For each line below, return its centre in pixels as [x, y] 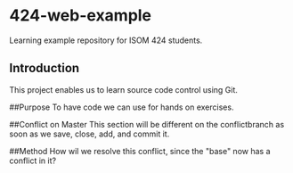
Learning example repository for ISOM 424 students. [106, 40]
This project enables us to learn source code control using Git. [124, 89]
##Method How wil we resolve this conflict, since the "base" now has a [140, 151]
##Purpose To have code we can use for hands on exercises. [122, 107]
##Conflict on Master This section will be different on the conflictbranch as [147, 124]
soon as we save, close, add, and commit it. [90, 134]
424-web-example [81, 16]
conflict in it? [33, 161]
